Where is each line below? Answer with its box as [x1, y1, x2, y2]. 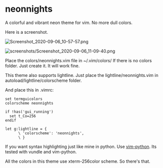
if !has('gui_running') [5, 109, 54, 114]
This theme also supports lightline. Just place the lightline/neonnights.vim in [5, 72, 159, 78]
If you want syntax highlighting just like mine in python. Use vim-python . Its [5, 144, 157, 149]
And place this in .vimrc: [5, 87, 54, 93]
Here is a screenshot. [5, 29, 48, 35]
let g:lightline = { [5, 126, 47, 131]
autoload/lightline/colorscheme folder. [5, 77, 82, 83]
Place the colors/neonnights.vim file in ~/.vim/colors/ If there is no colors [5, 57, 152, 63]
